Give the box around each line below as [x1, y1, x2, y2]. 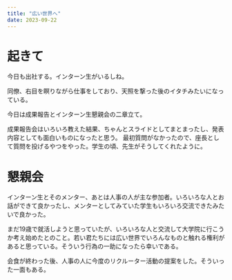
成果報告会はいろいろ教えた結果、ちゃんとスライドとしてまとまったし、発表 [7, 125, 224, 133]
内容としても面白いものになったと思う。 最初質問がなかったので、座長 [7, 134, 208, 142]
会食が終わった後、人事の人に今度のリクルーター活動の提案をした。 [7, 257, 201, 266]
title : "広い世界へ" [7, 10, 61, 17]
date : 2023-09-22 [7, 17, 57, 23]
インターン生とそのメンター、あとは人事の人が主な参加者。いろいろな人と [7, 193, 219, 201]
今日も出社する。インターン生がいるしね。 [7, 72, 128, 81]
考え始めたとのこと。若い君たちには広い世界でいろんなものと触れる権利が [12, 234, 225, 242]
